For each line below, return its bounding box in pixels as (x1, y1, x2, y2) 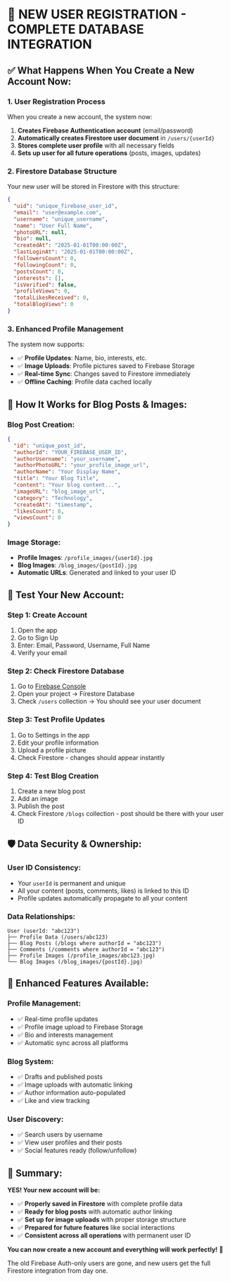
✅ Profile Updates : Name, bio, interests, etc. (17, 354, 148, 362)
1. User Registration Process (7, 97, 106, 106)
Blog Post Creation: (7, 420, 75, 429)
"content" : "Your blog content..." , (13, 482, 121, 489)
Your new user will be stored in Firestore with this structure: (7, 183, 180, 191)
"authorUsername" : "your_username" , (13, 455, 121, 463)
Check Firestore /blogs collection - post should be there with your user (17, 810, 224, 818)
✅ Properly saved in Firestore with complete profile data (17, 1199, 183, 1208)
